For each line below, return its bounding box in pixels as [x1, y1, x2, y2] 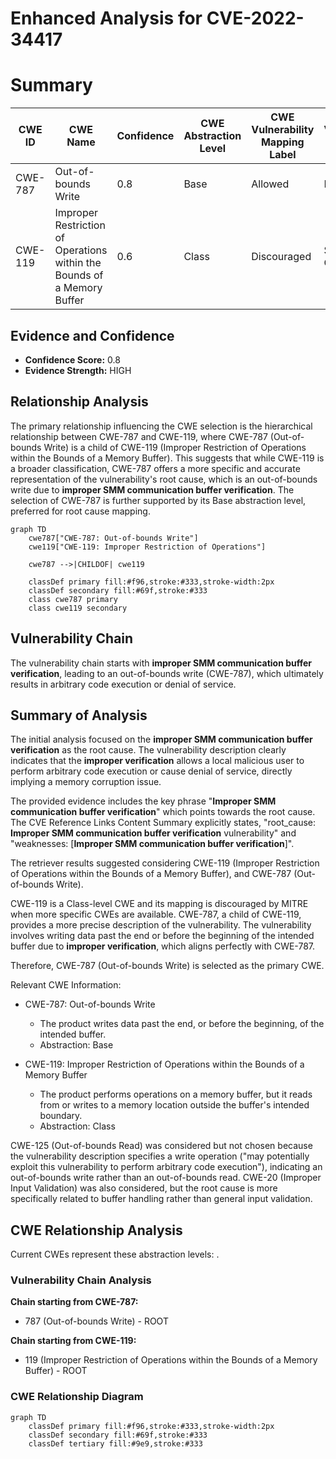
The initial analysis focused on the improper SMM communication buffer [10, 733, 313, 746]
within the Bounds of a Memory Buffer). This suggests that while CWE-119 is [10, 452, 325, 464]
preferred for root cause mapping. [10, 505, 151, 517]
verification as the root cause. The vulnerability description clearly [10, 744, 287, 756]
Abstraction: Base [39, 1039, 114, 1051]
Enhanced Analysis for [10, 7, 203, 30]
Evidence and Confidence [10, 327, 175, 344]
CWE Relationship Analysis [10, 1222, 183, 1239]
